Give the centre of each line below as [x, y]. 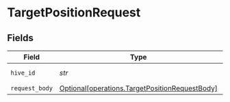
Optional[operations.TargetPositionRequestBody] [138, 88]
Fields [21, 38]
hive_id [23, 73]
